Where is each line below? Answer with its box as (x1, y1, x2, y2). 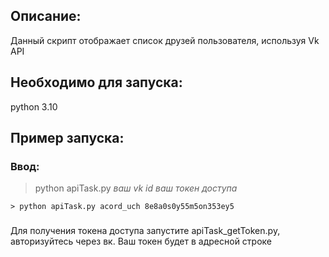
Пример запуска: (10, 130, 125, 147)
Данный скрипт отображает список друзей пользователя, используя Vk (10, 34, 320, 46)
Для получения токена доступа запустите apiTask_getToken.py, (10, 225, 281, 237)
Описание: (10, 8, 82, 25)
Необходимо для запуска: (10, 74, 183, 91)
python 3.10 (10, 100, 58, 113)
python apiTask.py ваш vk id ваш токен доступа (34, 182, 238, 194)
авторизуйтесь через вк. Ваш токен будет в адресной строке (10, 235, 273, 248)
